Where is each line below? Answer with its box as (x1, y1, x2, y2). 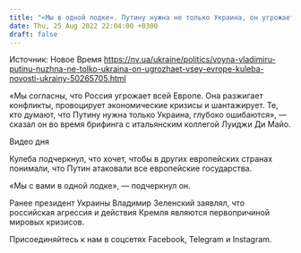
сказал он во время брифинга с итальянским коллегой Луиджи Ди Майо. (9, 119, 291, 130)
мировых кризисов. (9, 216, 85, 228)
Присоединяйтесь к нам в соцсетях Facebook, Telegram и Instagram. (9, 234, 272, 245)
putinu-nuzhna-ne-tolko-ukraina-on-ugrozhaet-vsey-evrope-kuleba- (9, 63, 264, 74)
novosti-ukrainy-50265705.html (9, 73, 127, 84)
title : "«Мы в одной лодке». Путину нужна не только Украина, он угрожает (9, 13, 295, 22)
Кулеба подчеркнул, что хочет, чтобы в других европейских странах (9, 154, 273, 164)
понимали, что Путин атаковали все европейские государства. (9, 163, 253, 174)
